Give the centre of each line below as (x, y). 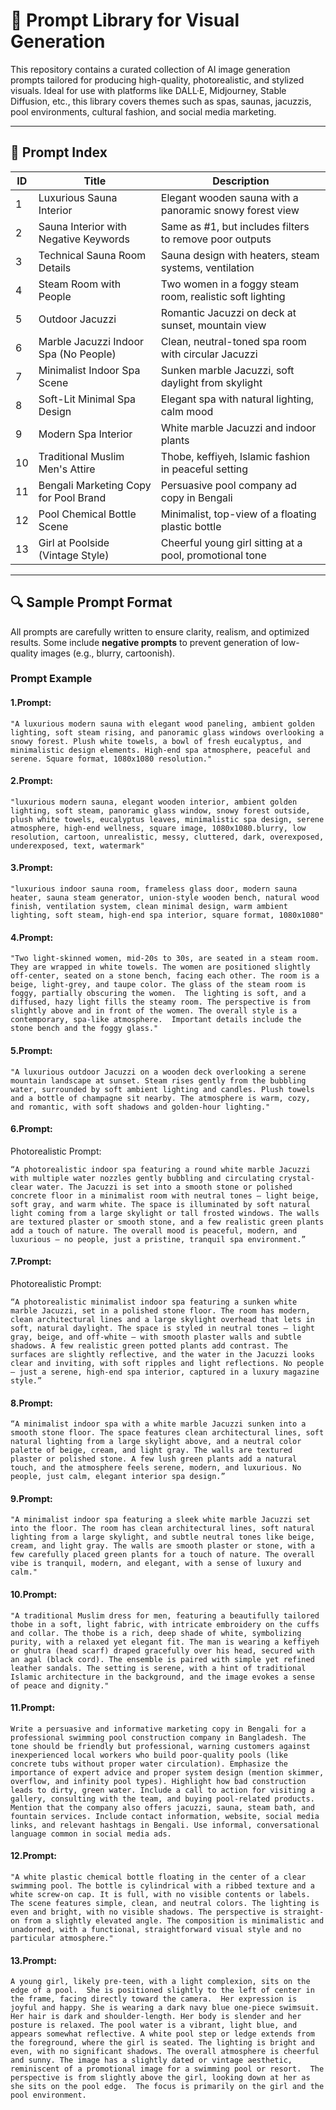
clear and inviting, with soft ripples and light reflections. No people (167, 1363)
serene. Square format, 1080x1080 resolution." (111, 759)
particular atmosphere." (62, 1938)
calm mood (187, 411)
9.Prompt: (31, 1498)
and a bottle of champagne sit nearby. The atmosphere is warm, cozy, (160, 1098)
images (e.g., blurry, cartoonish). (108, 653)
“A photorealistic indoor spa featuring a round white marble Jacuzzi (160, 1169)
